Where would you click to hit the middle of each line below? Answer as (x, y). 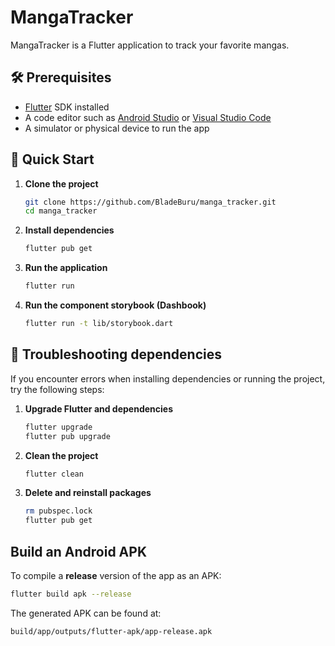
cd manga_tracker (61, 211)
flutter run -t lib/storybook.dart (99, 324)
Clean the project (61, 455)
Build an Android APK (78, 551)
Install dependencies (69, 230)
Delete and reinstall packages (88, 493)
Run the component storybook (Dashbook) (115, 305)
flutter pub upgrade (67, 436)
